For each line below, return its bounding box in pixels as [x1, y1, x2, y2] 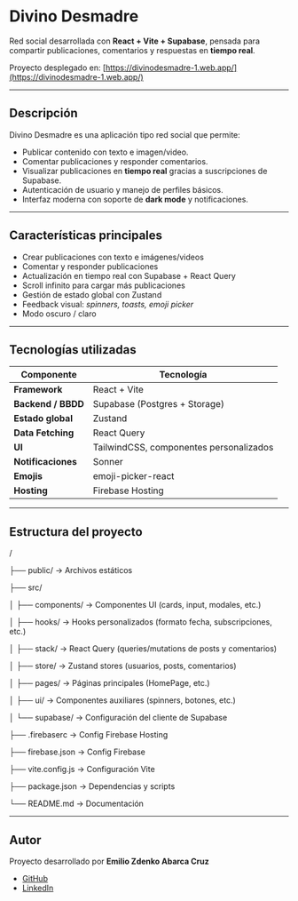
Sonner [92, 456, 123, 468]
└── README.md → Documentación [9, 798, 145, 809]
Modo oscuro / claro [21, 308, 97, 319]
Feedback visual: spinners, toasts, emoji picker [21, 299, 194, 309]
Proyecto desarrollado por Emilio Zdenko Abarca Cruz [9, 856, 210, 866]
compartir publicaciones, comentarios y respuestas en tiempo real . [9, 44, 255, 55]
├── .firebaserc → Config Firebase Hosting [9, 730, 169, 740]
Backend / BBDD [13, 398, 84, 411]
